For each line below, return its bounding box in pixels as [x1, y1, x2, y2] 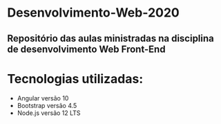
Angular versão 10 [17, 94, 69, 102]
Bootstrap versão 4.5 [17, 101, 77, 109]
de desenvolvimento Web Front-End [7, 43, 166, 55]
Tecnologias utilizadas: [7, 71, 144, 87]
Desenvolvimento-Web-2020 [7, 5, 180, 21]
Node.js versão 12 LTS [17, 109, 81, 117]
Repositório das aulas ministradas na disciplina [7, 33, 214, 44]
